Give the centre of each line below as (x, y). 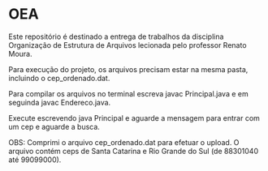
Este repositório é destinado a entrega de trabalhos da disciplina (116, 36)
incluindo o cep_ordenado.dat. (59, 78)
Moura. (20, 53)
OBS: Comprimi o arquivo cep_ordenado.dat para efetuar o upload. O (124, 142)
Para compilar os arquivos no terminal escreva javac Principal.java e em (129, 93)
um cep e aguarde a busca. (54, 126)
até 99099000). (35, 160)
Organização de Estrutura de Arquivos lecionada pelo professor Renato (128, 45)
